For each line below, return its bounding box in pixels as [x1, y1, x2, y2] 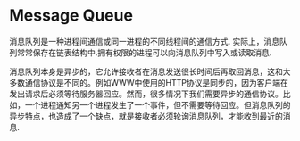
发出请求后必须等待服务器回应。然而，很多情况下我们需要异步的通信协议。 [9, 88, 283, 99]
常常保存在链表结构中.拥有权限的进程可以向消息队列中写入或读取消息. [16, 46, 272, 58]
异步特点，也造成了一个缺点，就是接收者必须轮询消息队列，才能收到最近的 [9, 111, 283, 121]
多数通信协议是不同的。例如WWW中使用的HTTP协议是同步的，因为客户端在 [9, 77, 288, 87]
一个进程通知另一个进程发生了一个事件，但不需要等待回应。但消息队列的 [24, 99, 291, 110]
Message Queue [9, 5, 134, 26]
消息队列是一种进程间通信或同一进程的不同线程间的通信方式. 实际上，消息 [9, 36, 279, 46]
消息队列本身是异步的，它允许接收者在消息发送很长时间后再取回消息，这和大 [9, 66, 291, 77]
